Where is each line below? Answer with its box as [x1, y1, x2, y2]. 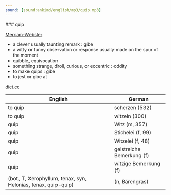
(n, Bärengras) [113, 178, 149, 185]
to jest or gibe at [12, 73, 47, 79]
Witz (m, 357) [113, 121, 148, 128]
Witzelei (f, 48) [113, 137, 150, 144]
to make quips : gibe [12, 68, 55, 74]
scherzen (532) [113, 104, 152, 111]
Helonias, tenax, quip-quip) [8, 181, 74, 188]
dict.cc [5, 83, 20, 90]
